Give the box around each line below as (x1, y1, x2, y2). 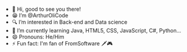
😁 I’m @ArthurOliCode (11, 12, 69, 19)
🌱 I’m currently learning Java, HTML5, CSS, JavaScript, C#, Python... (11, 27, 182, 34)
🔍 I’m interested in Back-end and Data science (11, 18, 127, 25)
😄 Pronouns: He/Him (11, 33, 65, 40)
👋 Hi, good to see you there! (11, 6, 81, 12)
